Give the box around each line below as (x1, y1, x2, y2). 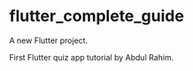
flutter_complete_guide (9, 6, 184, 26)
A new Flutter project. (9, 35, 89, 46)
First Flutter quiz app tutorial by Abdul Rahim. (9, 52, 174, 62)
